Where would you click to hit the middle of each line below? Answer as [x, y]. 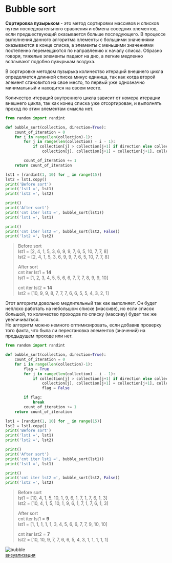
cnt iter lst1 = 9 [34, 519]
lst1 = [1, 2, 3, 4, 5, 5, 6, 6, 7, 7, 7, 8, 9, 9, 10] [63, 278]
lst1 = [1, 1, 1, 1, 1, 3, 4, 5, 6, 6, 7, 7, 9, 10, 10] [62, 524]
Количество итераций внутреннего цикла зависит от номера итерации [83, 98]
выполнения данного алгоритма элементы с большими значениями [80, 40]
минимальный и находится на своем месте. [53, 87]
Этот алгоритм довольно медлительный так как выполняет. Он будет [81, 303]
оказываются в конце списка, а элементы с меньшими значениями [79, 45]
